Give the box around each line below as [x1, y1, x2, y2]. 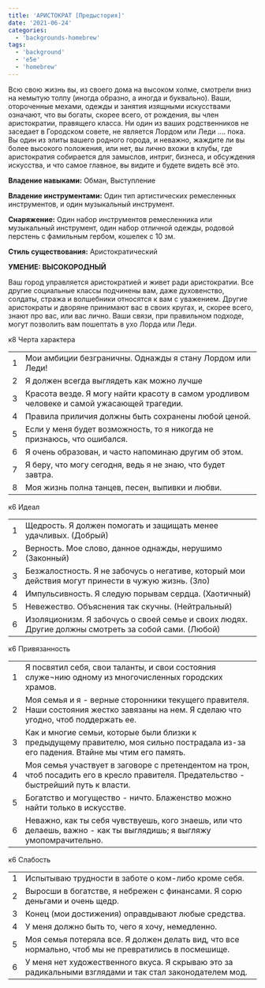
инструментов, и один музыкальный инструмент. [8, 199, 175, 209]
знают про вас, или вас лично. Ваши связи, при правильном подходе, [8, 311, 244, 320]
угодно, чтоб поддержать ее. [24, 714, 136, 725]
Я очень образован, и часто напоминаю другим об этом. [24, 446, 244, 457]
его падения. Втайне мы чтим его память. [24, 746, 186, 757]
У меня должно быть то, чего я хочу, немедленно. [24, 921, 218, 932]
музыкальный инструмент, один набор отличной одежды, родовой [8, 223, 234, 232]
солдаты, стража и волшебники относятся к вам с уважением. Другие [8, 294, 248, 304]
